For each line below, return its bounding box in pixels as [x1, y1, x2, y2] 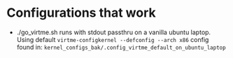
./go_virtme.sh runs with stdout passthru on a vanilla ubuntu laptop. [16, 28, 211, 36]
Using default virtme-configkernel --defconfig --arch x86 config [16, 35, 209, 43]
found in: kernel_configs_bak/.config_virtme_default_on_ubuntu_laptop [16, 43, 226, 51]
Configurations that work [6, 5, 157, 21]
